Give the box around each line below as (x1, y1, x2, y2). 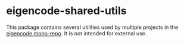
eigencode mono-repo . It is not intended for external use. (6, 29, 147, 37)
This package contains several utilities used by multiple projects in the (6, 24, 179, 31)
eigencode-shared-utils (6, 4, 127, 18)
